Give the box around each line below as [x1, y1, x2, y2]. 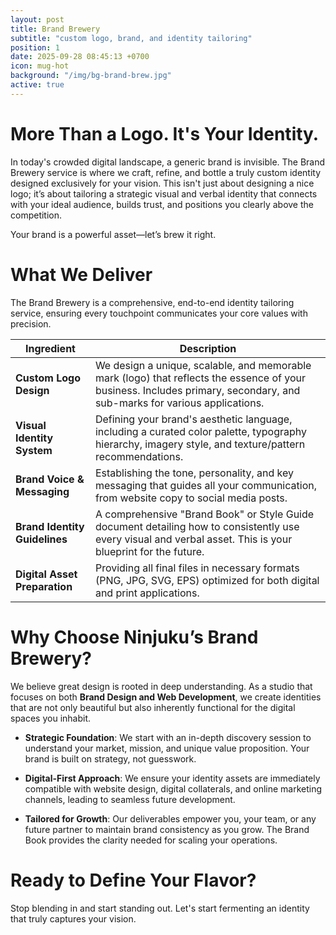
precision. [10, 317, 52, 330]
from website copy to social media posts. [94, 491, 288, 505]
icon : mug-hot [10, 61, 70, 71]
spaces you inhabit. [10, 712, 92, 724]
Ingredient [24, 341, 76, 355]
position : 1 [10, 42, 60, 53]
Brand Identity [15, 519, 85, 533]
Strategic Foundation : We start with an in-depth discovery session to [24, 731, 312, 743]
